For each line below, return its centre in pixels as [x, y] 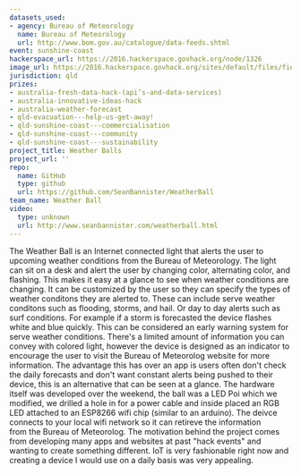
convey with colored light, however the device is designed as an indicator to [150, 346]
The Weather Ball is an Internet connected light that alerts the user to [137, 250]
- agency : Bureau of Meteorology [72, 26]
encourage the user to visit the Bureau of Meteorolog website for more [140, 355]
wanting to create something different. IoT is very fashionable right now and [149, 450]
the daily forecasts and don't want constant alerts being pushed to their [141, 374]
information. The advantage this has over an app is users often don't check [148, 365]
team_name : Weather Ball [56, 201]
